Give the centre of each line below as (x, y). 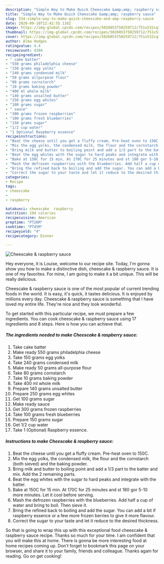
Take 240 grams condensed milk (46, 363)
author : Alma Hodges (27, 41)
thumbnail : (17, 32)
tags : (11, 186)
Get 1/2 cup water (30, 425)
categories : (18, 177)
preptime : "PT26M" (24, 222)
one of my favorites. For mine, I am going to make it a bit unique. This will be (82, 274)
